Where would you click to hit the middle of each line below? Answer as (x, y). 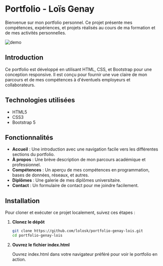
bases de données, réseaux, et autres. (50, 175)
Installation (22, 201)
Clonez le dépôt (28, 222)
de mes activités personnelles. (36, 33)
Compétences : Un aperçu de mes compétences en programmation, (81, 170)
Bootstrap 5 (24, 122)
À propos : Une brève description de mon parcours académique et (79, 160)
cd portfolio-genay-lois (37, 236)
